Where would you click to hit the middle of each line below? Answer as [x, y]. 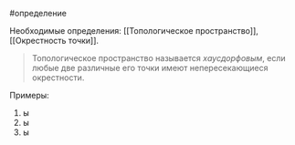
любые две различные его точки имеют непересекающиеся [150, 68]
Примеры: [30, 95]
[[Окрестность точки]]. [54, 41]
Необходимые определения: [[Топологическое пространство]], [134, 31]
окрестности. [58, 78]
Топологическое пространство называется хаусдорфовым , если [158, 58]
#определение [38, 13]
